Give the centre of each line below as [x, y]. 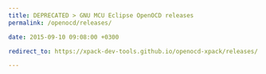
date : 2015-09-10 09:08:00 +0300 [64, 37]
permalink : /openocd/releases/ [60, 23]
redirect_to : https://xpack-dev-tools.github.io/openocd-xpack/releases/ [133, 51]
